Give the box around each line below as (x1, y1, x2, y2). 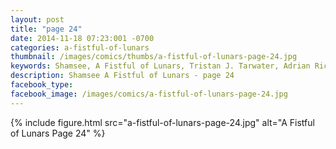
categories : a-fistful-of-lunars (10, 42, 150, 53)
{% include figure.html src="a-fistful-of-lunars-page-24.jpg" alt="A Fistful (10, 116, 315, 128)
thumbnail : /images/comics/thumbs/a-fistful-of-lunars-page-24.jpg (10, 52, 298, 62)
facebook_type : (10, 80, 74, 90)
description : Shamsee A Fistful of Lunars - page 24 (10, 71, 235, 81)
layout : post (10, 14, 65, 25)
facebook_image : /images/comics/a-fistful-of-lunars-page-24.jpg (10, 89, 288, 99)
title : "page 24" (10, 24, 83, 34)
